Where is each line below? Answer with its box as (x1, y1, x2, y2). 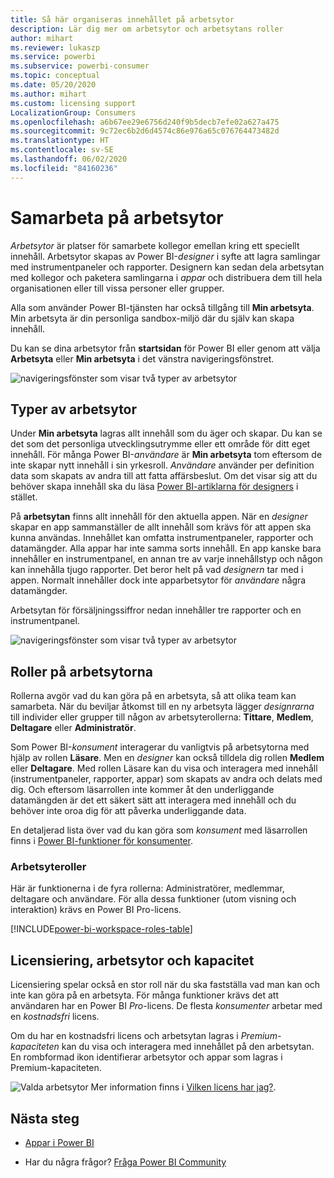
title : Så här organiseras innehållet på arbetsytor (10, 14, 235, 25)
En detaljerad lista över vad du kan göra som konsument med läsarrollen (10, 824, 308, 836)
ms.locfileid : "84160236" (10, 163, 118, 173)
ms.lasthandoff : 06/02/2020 (10, 154, 128, 164)
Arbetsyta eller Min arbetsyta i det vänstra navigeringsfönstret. (10, 352, 275, 365)
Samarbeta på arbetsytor (10, 206, 224, 229)
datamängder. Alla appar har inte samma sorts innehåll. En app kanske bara (10, 542, 322, 555)
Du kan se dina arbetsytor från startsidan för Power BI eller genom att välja (10, 342, 321, 354)
